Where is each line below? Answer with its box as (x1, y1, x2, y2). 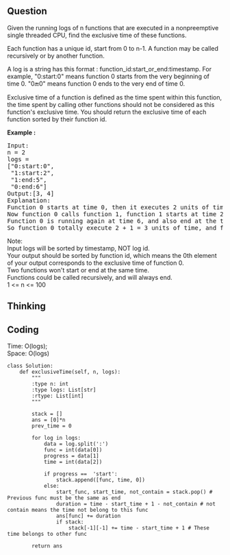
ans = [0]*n (31, 416, 66, 424)
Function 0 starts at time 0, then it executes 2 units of (7, 203, 210, 211)
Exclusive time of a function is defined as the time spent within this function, (7, 93, 222, 102)
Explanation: (7, 196, 51, 204)
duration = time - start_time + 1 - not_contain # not (55, 501, 216, 508)
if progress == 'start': (43, 471, 118, 477)
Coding (7, 324, 39, 335)
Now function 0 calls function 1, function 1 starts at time (7, 210, 217, 218)
